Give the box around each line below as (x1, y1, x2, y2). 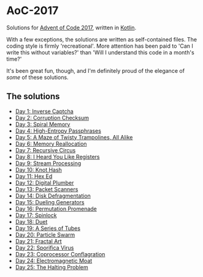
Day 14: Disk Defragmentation (15, 192, 91, 199)
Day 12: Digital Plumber (15, 179, 74, 187)
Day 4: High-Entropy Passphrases (15, 127, 101, 135)
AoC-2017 (6, 4, 59, 18)
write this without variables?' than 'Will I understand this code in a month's (6, 48, 194, 56)
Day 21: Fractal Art (15, 237, 63, 245)
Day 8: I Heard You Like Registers (15, 153, 100, 160)
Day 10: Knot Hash (15, 166, 63, 173)
